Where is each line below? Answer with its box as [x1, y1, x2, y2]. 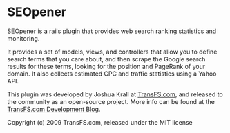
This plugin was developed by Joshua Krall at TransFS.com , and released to [7, 90, 223, 99]
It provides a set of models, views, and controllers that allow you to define [7, 48, 218, 56]
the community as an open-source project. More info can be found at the [7, 97, 215, 105]
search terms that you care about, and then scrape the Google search [7, 54, 206, 63]
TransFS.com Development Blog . [7, 105, 101, 113]
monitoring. [7, 34, 40, 42]
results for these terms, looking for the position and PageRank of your [7, 62, 206, 70]
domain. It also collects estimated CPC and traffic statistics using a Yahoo [7, 70, 217, 78]
